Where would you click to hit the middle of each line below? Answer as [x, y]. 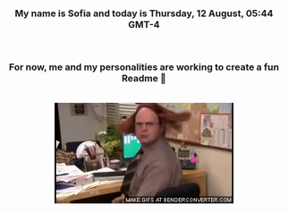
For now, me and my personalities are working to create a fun [144, 67]
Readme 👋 [144, 79]
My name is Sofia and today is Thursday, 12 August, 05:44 [144, 13]
